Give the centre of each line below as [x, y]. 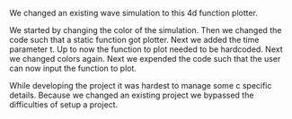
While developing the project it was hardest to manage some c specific [141, 85]
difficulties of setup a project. [64, 105]
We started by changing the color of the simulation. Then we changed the [146, 30]
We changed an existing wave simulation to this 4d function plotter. [134, 13]
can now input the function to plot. [73, 68]
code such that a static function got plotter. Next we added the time [134, 40]
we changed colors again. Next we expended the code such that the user [145, 59]
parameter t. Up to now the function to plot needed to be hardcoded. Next [146, 49]
